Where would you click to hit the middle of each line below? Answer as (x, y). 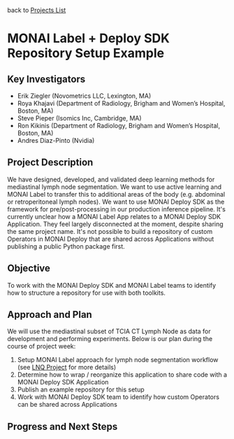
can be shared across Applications (67, 405)
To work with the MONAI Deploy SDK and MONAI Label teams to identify (112, 285)
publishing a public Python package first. (66, 246)
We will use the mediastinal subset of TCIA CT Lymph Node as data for (109, 331)
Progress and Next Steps (63, 426)
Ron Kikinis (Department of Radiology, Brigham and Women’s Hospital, (119, 126)
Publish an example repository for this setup (81, 390)
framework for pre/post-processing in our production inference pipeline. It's (116, 209)
